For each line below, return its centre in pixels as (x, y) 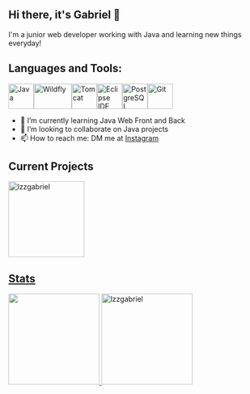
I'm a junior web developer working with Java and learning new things (125, 34)
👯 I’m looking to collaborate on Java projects (94, 129)
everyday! (25, 43)
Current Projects (51, 167)
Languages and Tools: (66, 68)
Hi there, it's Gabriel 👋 (65, 15)
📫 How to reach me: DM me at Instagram (89, 138)
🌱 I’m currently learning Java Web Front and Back (103, 120)
